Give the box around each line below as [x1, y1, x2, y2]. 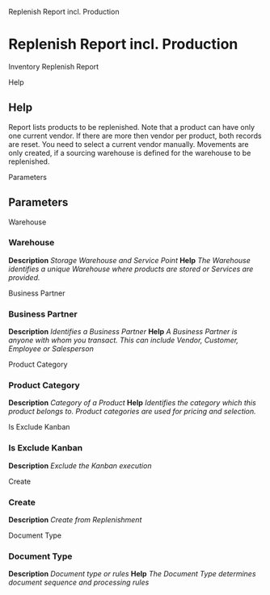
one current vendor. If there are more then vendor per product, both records [8, 131, 262, 140]
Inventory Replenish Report [8, 61, 99, 71]
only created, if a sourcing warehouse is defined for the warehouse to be [8, 148, 251, 157]
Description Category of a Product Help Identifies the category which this [8, 398, 256, 408]
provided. [8, 272, 40, 282]
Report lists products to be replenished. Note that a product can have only [8, 122, 255, 132]
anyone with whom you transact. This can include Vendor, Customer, [8, 335, 239, 346]
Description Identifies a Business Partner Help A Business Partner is [8, 327, 238, 337]
